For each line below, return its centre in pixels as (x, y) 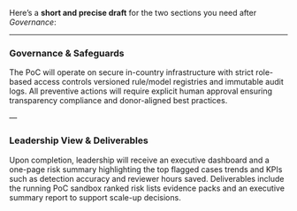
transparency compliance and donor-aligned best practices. (118, 101)
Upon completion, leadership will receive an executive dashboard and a (139, 160)
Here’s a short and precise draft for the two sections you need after (133, 13)
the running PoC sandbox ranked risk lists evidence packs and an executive (147, 188)
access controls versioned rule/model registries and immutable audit (159, 82)
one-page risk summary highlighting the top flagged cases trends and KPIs (146, 169)
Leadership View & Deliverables (79, 140)
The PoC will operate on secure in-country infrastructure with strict (132, 72)
